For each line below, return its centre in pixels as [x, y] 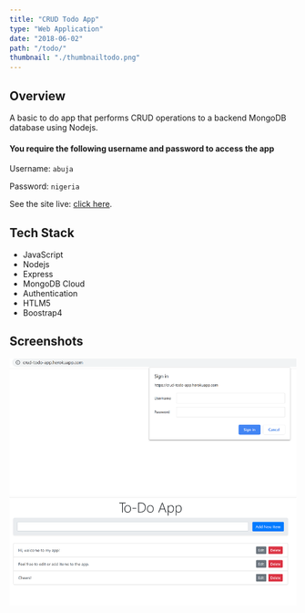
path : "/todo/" [38, 48]
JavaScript [43, 255]
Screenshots [46, 342]
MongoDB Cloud [54, 284]
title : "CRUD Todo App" [55, 19]
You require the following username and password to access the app [142, 148]
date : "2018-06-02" [46, 38]
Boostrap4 [42, 312]
